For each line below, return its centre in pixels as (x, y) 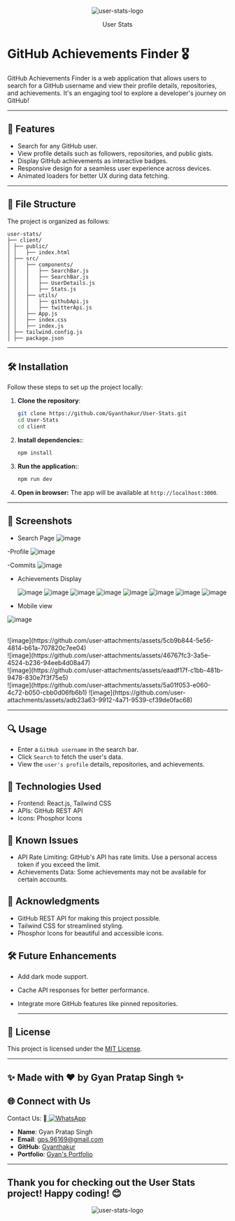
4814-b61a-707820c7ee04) (47, 648)
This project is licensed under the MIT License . (75, 1049)
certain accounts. (43, 879)
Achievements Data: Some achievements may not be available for (112, 872)
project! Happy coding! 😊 (64, 1194)
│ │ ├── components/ (40, 265)
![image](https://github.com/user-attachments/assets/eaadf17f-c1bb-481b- (115, 670)
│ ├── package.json (36, 338)
